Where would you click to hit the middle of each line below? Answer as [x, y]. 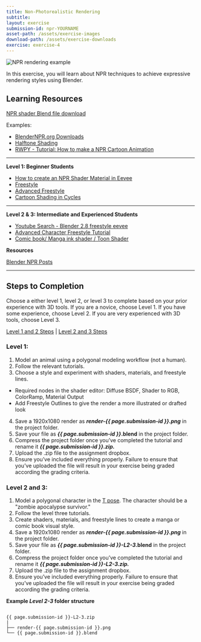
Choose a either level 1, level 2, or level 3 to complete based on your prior [97, 300]
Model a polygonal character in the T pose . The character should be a [101, 501]
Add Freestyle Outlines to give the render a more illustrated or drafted [100, 403]
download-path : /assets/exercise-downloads [61, 39]
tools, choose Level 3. [33, 320]
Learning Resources [44, 99]
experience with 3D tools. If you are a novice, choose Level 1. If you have [96, 307]
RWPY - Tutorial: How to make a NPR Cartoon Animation [84, 149]
